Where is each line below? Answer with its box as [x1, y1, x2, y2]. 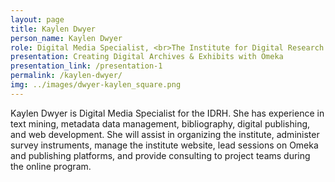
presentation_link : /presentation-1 [10, 61, 163, 71]
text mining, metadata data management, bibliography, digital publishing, [10, 117, 311, 130]
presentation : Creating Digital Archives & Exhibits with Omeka [10, 52, 284, 62]
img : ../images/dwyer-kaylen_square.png [10, 80, 182, 90]
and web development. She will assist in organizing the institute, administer [10, 128, 320, 140]
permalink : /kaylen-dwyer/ [10, 71, 123, 81]
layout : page [10, 14, 65, 25]
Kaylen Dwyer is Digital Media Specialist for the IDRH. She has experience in [10, 107, 325, 119]
